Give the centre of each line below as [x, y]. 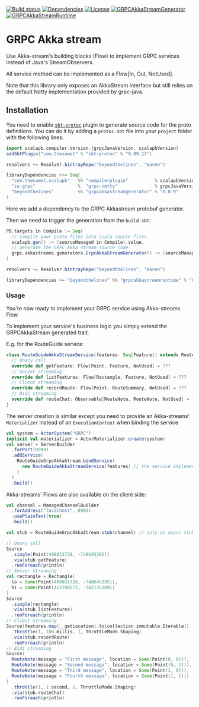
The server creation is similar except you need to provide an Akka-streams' [98, 416]
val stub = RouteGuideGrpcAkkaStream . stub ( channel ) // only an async [94, 533]
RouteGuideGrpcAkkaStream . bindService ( [66, 461]
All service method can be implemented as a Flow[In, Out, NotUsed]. [90, 74]
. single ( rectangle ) [36, 604]
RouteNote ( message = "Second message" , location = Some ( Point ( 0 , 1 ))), [102, 665]
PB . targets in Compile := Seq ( [45, 231]
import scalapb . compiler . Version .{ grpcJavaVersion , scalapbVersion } [92, 148]
